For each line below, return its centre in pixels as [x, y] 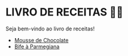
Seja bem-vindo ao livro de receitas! [50, 29]
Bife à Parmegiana [37, 46]
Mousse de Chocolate [41, 40]
